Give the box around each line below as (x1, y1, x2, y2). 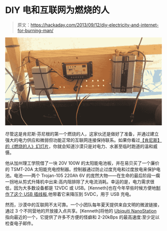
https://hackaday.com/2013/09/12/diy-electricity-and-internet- (30, 22, 159, 28)
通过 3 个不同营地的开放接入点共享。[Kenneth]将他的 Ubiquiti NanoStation (5, 208, 157, 214)
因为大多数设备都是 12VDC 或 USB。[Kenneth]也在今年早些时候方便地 (13, 185, 157, 191)
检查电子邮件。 (5, 221, 36, 227)
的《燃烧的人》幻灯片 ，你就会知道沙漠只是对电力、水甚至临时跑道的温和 (5, 144, 153, 150)
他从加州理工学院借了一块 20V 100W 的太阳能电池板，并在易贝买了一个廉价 (5, 160, 160, 166)
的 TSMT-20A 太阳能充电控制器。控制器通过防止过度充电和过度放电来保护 (5, 166, 157, 172)
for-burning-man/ (17, 27, 54, 33)
